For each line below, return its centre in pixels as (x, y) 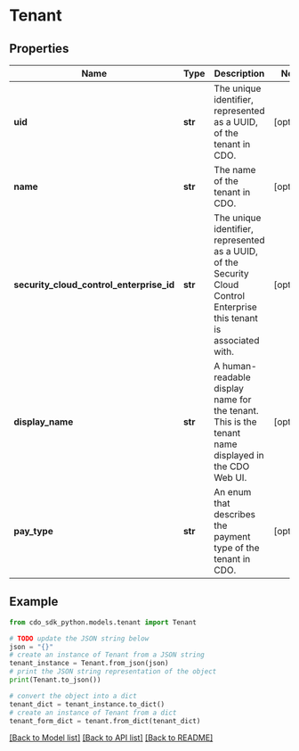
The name (234, 170)
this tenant (235, 318)
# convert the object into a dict (73, 696)
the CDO (231, 466)
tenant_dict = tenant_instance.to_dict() (87, 704)
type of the (236, 548)
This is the (235, 422)
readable (232, 377)
